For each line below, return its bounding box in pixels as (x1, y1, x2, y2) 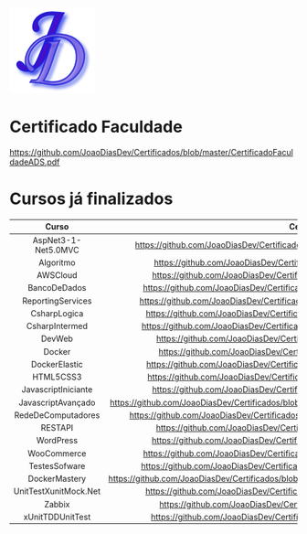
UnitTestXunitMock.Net (13, 486, 101, 497)
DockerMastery (27, 474, 87, 485)
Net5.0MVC (35, 244, 79, 255)
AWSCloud (36, 270, 78, 281)
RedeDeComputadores (14, 410, 101, 421)
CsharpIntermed (26, 321, 89, 332)
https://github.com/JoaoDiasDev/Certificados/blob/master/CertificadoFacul (9, 146, 294, 157)
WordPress (36, 435, 79, 446)
